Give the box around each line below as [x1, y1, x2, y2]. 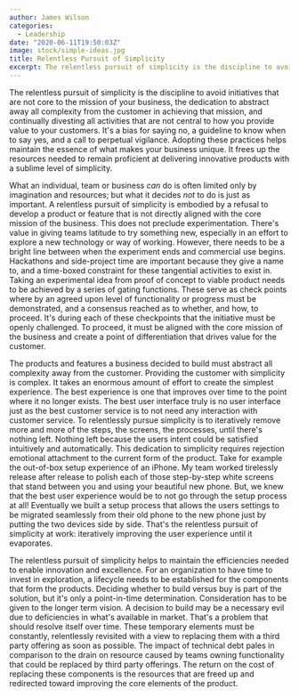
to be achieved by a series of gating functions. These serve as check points [9, 284, 287, 295]
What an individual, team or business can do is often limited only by [9, 180, 257, 190]
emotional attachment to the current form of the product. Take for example [9, 452, 283, 463]
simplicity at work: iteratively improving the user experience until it [9, 528, 253, 539]
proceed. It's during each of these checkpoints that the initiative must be [9, 312, 276, 323]
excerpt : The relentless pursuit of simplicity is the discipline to [9, 63, 273, 72]
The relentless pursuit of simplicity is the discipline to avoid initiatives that [9, 86, 279, 98]
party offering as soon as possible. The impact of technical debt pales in [9, 640, 275, 651]
